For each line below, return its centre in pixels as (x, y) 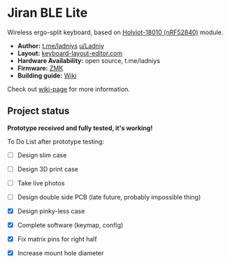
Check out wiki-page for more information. (69, 89)
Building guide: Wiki (47, 76)
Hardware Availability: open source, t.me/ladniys (89, 60)
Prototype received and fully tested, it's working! (80, 128)
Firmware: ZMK (40, 68)
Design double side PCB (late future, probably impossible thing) (109, 197)
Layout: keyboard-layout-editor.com (70, 53)
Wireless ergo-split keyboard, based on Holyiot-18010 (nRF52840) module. (115, 32)
